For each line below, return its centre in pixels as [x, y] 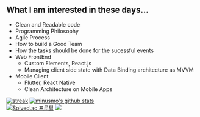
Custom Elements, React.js [58, 63]
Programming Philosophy [47, 31]
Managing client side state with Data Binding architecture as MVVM [109, 70]
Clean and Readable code [48, 24]
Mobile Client [32, 76]
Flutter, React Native [50, 82]
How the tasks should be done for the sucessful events [84, 50]
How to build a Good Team [48, 44]
